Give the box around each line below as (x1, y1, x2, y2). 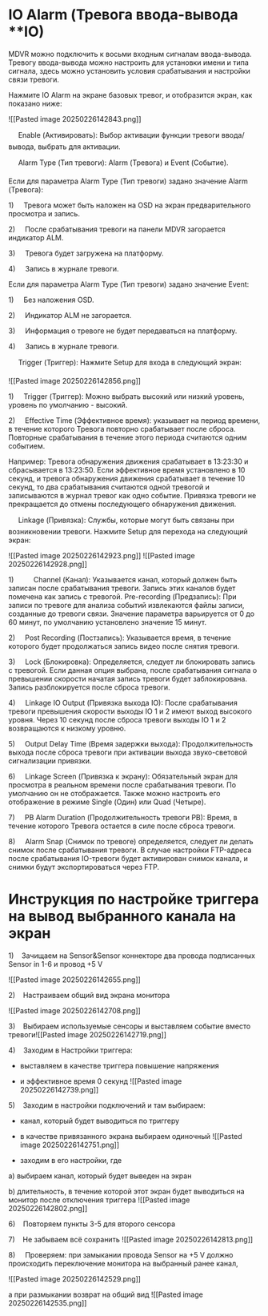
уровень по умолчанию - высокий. (8, 400, 128, 409)
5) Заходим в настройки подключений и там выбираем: (8, 1100, 206, 1110)
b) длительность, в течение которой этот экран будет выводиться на (8, 1186, 246, 1196)
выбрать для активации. (37, 142, 122, 151)
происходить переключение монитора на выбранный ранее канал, (8, 1258, 238, 1268)
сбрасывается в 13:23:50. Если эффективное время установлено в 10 (8, 465, 246, 474)
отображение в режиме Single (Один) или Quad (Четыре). (8, 797, 206, 807)
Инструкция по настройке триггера (8, 891, 259, 908)
